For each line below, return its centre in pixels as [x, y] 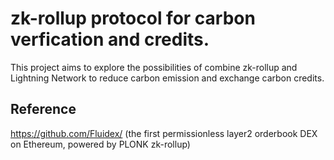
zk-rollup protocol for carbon [133, 18]
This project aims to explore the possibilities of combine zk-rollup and [154, 67]
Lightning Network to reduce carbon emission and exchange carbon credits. [167, 78]
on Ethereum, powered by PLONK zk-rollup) [100, 144]
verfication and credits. [110, 39]
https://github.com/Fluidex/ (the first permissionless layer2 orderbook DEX [164, 133]
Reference [43, 109]
